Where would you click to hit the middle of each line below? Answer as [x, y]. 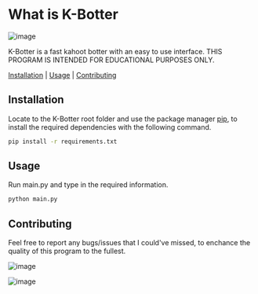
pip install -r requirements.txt [63, 141]
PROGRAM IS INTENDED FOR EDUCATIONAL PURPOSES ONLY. [111, 60]
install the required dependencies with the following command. [110, 127]
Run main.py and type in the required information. [88, 185]
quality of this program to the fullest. [67, 251]
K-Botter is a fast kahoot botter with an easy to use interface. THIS [115, 51]
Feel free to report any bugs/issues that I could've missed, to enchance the [129, 243]
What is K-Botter [64, 15]
